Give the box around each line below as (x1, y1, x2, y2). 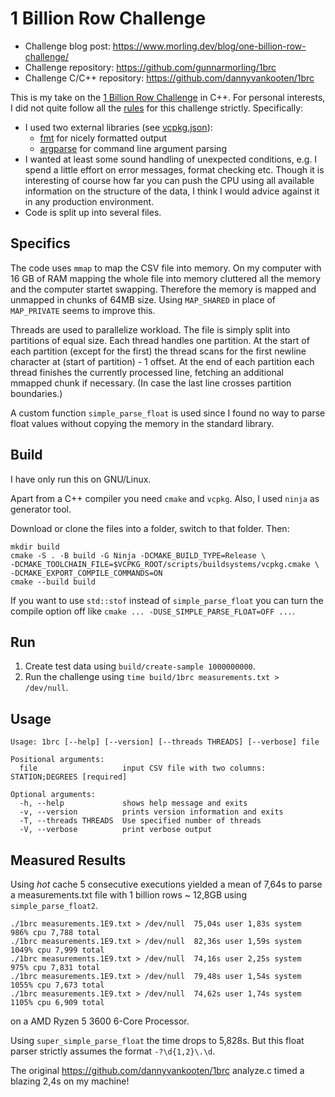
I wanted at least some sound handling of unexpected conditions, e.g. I (24, 153, 318, 165)
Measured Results (10, 852, 127, 869)
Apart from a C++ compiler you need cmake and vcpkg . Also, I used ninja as (10, 492, 320, 504)
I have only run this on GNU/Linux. (10, 473, 152, 485)
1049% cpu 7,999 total (10, 945, 105, 955)
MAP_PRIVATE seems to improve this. (10, 304, 156, 316)
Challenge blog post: (24, 40, 111, 52)
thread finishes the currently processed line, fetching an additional (10, 366, 284, 378)
